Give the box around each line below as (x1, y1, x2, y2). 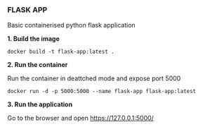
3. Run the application (7, 100, 72, 109)
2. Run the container (7, 61, 68, 69)
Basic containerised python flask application (7, 21, 136, 30)
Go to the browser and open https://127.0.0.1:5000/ (7, 114, 155, 123)
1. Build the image (7, 35, 60, 43)
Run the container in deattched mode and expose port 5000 (7, 74, 181, 82)
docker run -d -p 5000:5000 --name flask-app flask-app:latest (7, 88, 197, 95)
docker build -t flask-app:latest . (7, 48, 114, 56)
